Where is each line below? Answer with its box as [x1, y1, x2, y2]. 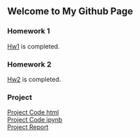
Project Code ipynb [7, 116, 63, 124]
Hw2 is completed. [7, 75, 61, 83]
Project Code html [7, 108, 59, 117]
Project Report [7, 123, 49, 131]
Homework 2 [7, 59, 52, 69]
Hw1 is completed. [7, 42, 61, 51]
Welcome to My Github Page [7, 6, 134, 17]
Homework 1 [7, 26, 50, 36]
